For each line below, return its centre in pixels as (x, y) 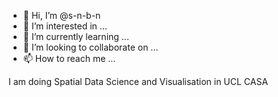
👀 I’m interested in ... (65, 26)
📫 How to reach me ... (69, 58)
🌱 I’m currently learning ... (76, 36)
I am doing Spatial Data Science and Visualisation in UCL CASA (138, 81)
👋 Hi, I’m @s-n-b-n (61, 15)
